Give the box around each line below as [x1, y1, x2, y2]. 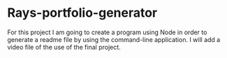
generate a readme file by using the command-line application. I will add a [7, 35, 221, 43]
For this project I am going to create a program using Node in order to [7, 28, 207, 36]
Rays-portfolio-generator [7, 5, 158, 21]
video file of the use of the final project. [7, 43, 121, 51]
